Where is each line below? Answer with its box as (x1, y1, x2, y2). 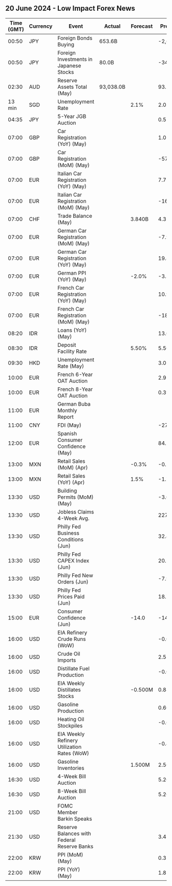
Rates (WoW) (57, 749, 90, 757)
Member (57, 808, 78, 816)
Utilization (57, 743, 82, 750)
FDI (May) (57, 421, 82, 428)
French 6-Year (57, 371, 93, 378)
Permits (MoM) (57, 493, 94, 500)
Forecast (131, 23, 153, 30)
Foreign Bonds (57, 34, 93, 42)
